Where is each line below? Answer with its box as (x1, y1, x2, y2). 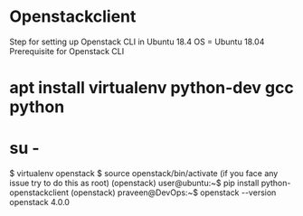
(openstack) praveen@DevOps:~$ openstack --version (71, 187, 277, 198)
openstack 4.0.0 (9, 197, 71, 208)
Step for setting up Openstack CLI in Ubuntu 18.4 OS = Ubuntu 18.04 (9, 36, 265, 47)
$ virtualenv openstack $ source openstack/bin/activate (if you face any (9, 168, 279, 179)
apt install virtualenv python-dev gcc (9, 78, 294, 99)
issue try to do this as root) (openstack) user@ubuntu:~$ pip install (9, 178, 260, 189)
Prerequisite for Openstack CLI (9, 45, 125, 56)
